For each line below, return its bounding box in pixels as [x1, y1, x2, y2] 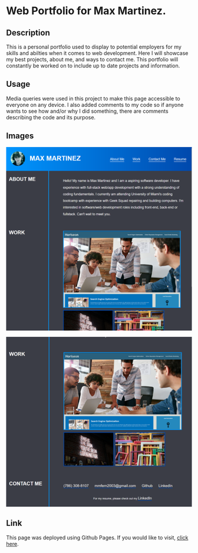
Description [6, 28, 50, 38]
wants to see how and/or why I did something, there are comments [6, 108, 169, 115]
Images [6, 131, 34, 141]
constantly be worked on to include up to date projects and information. [6, 62, 180, 69]
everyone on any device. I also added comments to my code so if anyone [6, 101, 184, 108]
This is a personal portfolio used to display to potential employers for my [6, 43, 181, 50]
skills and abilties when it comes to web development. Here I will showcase [6, 50, 189, 57]
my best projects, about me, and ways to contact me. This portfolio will [6, 56, 179, 63]
